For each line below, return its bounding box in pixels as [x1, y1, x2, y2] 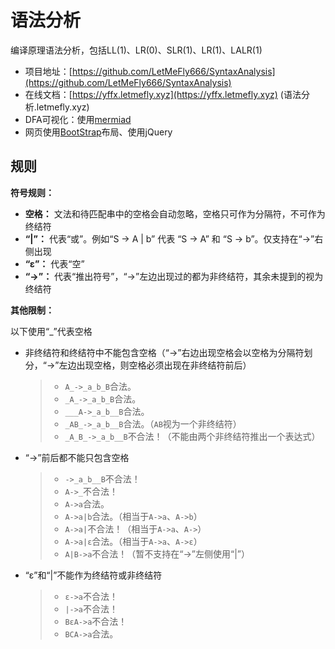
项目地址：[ [24, 65, 73, 77]
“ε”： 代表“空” [24, 257, 85, 270]
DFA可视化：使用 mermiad [24, 113, 132, 125]
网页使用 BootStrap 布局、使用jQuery [24, 126, 173, 138]
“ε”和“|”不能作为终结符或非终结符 [24, 569, 163, 581]
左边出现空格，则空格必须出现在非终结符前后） [58, 359, 252, 371]
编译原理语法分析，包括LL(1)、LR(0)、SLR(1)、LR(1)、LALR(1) [10, 44, 263, 56]
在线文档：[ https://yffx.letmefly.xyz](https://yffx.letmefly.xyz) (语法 [24, 88, 302, 100]
